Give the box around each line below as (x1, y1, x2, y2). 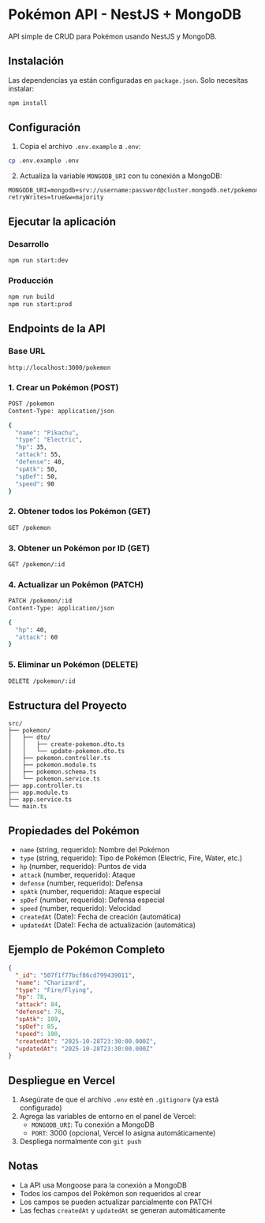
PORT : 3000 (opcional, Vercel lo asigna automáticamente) (31, 1128, 216, 1138)
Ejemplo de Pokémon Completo (8, 943, 166, 956)
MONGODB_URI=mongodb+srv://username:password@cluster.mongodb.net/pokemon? (8, 187, 263, 195)
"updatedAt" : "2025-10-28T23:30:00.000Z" (15, 1045, 154, 1053)
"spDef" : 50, (15, 472, 58, 480)
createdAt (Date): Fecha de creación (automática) (19, 912, 181, 922)
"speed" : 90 (15, 479, 55, 488)
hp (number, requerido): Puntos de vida (19, 862, 147, 871)
